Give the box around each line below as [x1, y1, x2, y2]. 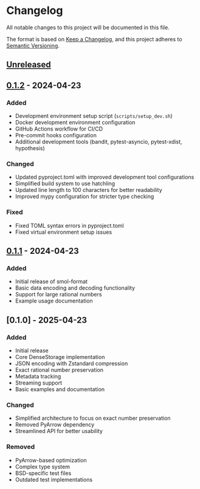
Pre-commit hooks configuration [15, 132, 97, 139]
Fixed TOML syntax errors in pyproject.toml [15, 222, 125, 229]
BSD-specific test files [15, 469, 72, 477]
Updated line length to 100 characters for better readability [15, 186, 162, 194]
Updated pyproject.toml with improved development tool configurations [15, 174, 195, 181]
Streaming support [15, 379, 63, 386]
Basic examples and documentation [15, 385, 105, 392]
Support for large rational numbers [15, 291, 102, 298]
